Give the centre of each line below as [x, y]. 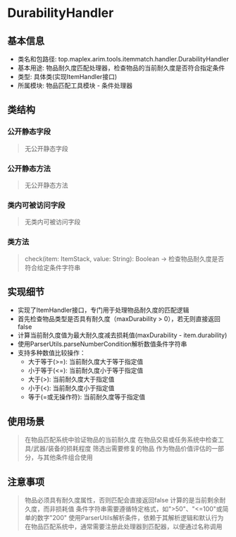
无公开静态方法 [46, 185]
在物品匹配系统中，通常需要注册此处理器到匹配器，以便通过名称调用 [123, 526]
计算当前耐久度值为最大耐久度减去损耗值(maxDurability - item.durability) [122, 335]
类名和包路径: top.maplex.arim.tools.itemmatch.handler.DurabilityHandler [123, 59]
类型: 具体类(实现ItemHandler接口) [67, 77]
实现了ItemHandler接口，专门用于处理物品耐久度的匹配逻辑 [103, 310]
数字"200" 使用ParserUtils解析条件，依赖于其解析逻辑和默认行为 [130, 518]
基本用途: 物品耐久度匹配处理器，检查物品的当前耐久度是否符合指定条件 [121, 68]
